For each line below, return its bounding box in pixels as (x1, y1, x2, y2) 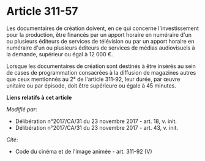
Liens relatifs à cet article (6, 94, 72, 101)
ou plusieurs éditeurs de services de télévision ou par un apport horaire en (6, 37, 195, 45)
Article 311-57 (6, 4, 78, 18)
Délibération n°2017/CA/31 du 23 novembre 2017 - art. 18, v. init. (15, 118, 177, 125)
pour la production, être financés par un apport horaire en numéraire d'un (6, 31, 192, 38)
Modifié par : (6, 105, 38, 113)
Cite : (6, 136, 18, 143)
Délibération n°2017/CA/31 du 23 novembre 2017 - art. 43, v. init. (15, 124, 179, 131)
